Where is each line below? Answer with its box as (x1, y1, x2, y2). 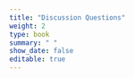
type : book (9, 30, 50, 39)
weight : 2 (9, 22, 46, 30)
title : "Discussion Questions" (9, 13, 126, 22)
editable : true (9, 55, 66, 64)
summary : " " (9, 38, 58, 48)
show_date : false (9, 47, 74, 56)
